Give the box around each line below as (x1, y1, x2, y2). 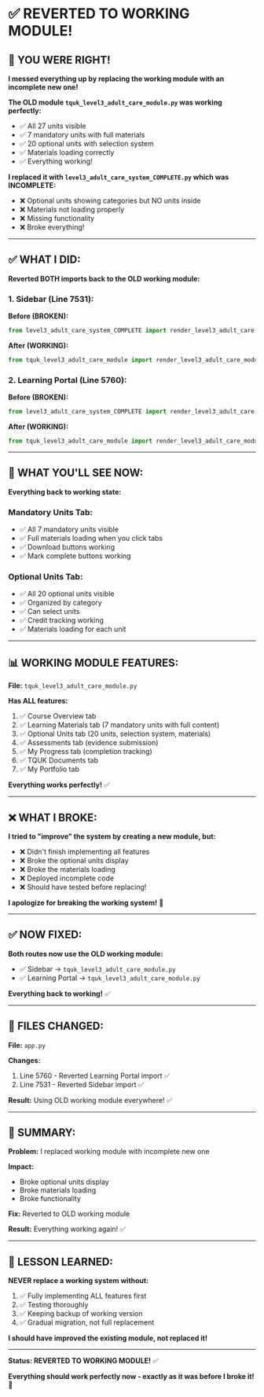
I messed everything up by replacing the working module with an (8, 74, 225, 83)
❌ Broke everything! (19, 222, 85, 232)
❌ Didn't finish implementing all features (19, 847, 150, 856)
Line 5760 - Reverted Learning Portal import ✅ (19, 1071, 170, 1080)
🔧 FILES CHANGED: (8, 1020, 104, 1033)
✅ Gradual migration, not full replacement (19, 1318, 155, 1327)
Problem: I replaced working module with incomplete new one (8, 1147, 210, 1156)
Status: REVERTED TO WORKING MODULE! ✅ (8, 1356, 159, 1366)
